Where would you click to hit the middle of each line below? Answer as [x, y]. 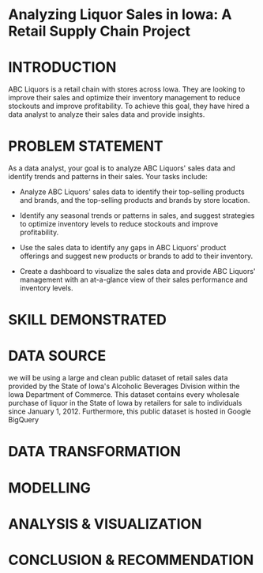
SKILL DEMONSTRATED [88, 320]
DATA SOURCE [57, 356]
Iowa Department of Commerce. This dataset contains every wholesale [124, 395]
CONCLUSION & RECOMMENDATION [131, 560]
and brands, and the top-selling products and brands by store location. [135, 200]
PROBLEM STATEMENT [86, 146]
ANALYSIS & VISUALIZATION [105, 524]
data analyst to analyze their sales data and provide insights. [107, 114]
